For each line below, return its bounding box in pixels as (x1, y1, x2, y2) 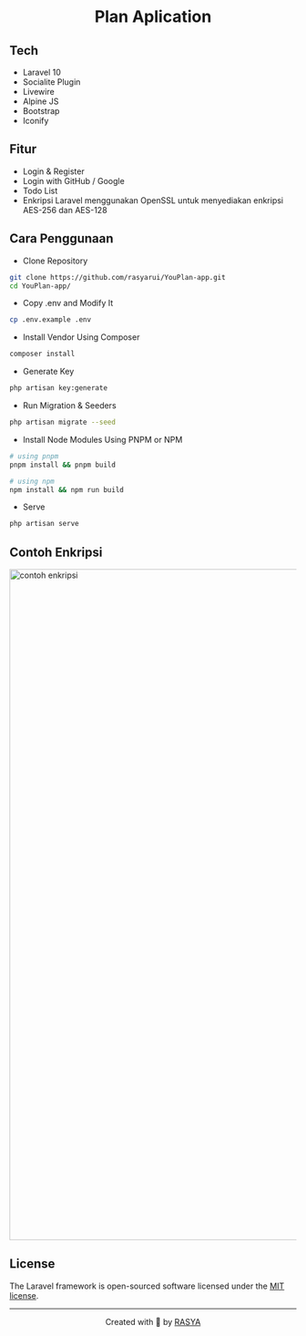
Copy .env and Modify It (22, 298, 114, 309)
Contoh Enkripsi (9, 544, 103, 560)
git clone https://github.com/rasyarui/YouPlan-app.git (9, 272, 226, 282)
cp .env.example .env (9, 315, 92, 324)
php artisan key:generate (9, 384, 107, 393)
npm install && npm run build (9, 485, 125, 494)
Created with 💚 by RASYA (105, 1316, 201, 1327)
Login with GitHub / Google (22, 175, 125, 186)
